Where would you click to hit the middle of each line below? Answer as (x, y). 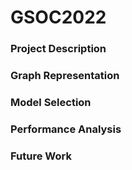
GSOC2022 (58, 17)
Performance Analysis (66, 129)
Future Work (41, 156)
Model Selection (51, 102)
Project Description (58, 49)
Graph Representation (65, 76)
